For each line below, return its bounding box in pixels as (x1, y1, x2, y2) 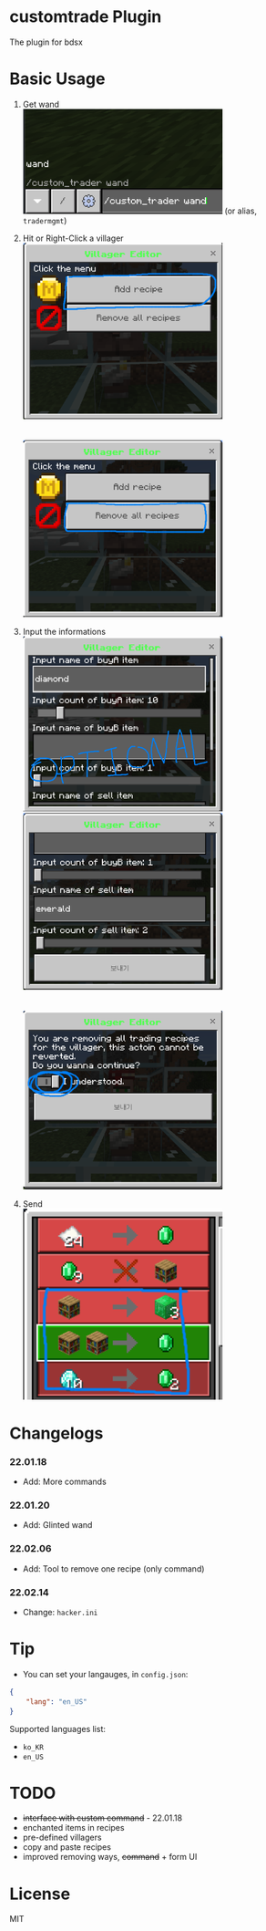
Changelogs (9, 1423, 104, 1443)
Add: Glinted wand (22, 1520, 93, 1531)
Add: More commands (22, 1476, 107, 1488)
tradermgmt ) (22, 215, 67, 226)
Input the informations (22, 626, 107, 637)
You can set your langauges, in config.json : (22, 1668, 189, 1679)
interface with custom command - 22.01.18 (22, 1812, 183, 1823)
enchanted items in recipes (22, 1822, 125, 1833)
